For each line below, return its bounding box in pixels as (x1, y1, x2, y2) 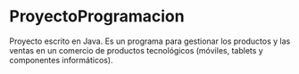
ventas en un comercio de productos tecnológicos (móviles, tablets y (9, 45, 263, 55)
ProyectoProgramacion (9, 6, 185, 27)
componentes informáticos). (9, 54, 113, 65)
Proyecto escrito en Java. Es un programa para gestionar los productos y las (9, 36, 291, 46)
